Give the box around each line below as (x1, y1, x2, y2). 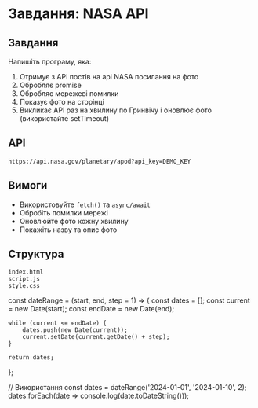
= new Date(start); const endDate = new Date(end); (8, 304, 175, 314)
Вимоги (8, 178, 48, 193)
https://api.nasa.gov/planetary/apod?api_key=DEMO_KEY (8, 157, 191, 165)
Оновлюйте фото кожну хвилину (19, 216, 129, 226)
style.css (8, 282, 41, 290)
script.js (8, 275, 41, 283)
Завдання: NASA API (8, 5, 149, 23)
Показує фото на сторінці (19, 97, 104, 106)
